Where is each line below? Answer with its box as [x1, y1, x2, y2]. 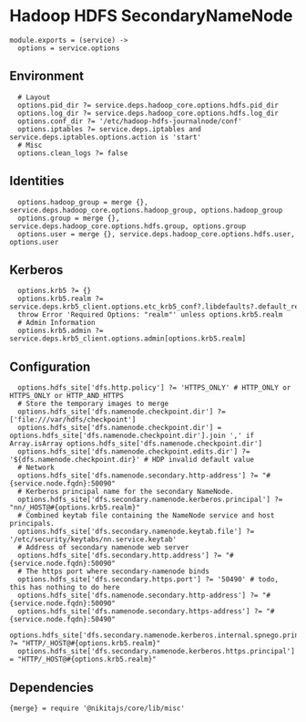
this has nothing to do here [9, 583, 120, 592]
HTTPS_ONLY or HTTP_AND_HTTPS [9, 392, 125, 401]
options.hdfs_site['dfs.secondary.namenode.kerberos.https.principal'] [17, 647, 296, 656]
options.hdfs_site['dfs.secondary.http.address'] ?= [17, 551, 222, 560]
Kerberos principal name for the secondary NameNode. [25, 487, 234, 497]
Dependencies [9, 679, 94, 695]
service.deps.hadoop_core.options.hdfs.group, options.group [9, 221, 247, 231]
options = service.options [17, 43, 120, 53]
